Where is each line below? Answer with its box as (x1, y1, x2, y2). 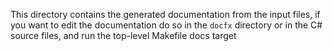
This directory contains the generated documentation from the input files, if (10, 9, 321, 20)
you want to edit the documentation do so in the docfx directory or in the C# (10, 19, 323, 31)
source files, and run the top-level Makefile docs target (10, 30, 237, 41)
